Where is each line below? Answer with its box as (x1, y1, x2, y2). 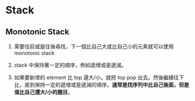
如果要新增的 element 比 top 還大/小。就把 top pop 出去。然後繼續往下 (14, 74, 184, 81)
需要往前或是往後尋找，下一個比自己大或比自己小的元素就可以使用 (14, 43, 174, 50)
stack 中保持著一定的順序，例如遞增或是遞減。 (14, 62, 127, 68)
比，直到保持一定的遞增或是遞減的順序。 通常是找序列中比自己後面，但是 (14, 81, 189, 88)
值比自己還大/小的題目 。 (14, 89, 73, 95)
